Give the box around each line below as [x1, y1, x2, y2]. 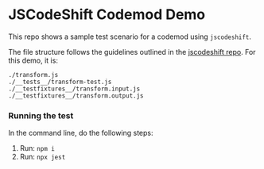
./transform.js [8, 71, 59, 79]
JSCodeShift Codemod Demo [8, 6, 206, 24]
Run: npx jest [19, 152, 66, 162]
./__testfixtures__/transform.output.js [8, 91, 145, 100]
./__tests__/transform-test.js [8, 78, 112, 86]
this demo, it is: [8, 56, 58, 65]
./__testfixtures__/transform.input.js [8, 85, 141, 93]
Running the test [8, 109, 74, 121]
